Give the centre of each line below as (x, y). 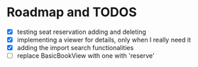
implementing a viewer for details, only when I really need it (104, 40)
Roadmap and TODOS (72, 12)
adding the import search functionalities (75, 48)
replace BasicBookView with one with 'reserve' (86, 56)
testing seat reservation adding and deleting (82, 32)
